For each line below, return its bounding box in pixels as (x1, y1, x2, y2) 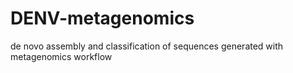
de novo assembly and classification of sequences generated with (10, 40, 284, 52)
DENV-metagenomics (10, 7, 195, 30)
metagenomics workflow (10, 50, 113, 62)
